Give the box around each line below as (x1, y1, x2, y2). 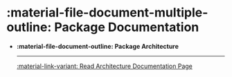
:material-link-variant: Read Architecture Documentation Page (16, 62, 193, 70)
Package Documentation (54, 19, 199, 35)
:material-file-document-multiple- (6, 5, 208, 21)
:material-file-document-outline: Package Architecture (16, 42, 179, 50)
